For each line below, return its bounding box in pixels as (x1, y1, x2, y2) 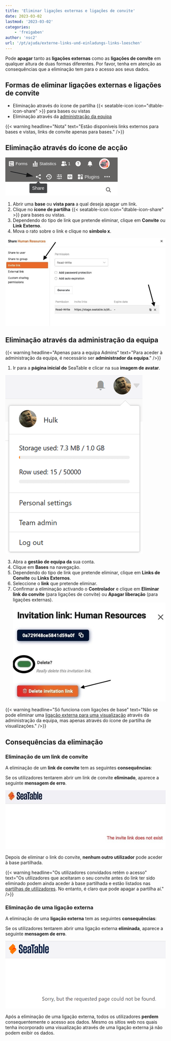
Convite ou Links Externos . (12, 575, 71, 581)
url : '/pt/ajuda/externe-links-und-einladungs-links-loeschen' (5, 41, 142, 46)
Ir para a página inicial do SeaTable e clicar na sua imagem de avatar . (12, 364, 160, 371)
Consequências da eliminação (5, 737, 103, 746)
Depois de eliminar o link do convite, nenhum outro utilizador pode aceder (5, 854, 163, 861)
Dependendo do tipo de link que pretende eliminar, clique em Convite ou (12, 217, 166, 223)
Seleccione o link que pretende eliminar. (12, 580, 98, 586)
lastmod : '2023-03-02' (5, 19, 53, 24)
